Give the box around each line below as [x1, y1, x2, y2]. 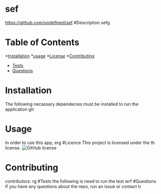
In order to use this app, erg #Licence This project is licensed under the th [5, 140, 155, 145]
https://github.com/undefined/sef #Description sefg [5, 20, 110, 25]
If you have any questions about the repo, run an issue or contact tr [5, 183, 141, 189]
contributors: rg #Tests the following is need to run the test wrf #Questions [5, 178, 157, 184]
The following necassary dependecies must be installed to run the [5, 101, 139, 107]
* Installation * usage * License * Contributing [5, 53, 95, 59]
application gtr [5, 106, 34, 112]
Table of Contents [5, 37, 80, 48]
